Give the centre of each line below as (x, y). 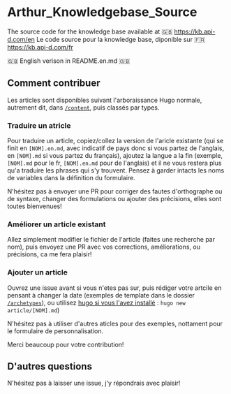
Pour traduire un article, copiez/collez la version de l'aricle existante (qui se (115, 141)
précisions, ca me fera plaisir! (50, 254)
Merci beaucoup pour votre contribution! (66, 344)
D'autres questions (50, 366)
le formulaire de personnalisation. (55, 331)
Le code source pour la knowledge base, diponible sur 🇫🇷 (121, 39)
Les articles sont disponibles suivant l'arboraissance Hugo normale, (105, 100)
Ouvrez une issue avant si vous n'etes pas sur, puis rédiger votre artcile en (114, 288)
